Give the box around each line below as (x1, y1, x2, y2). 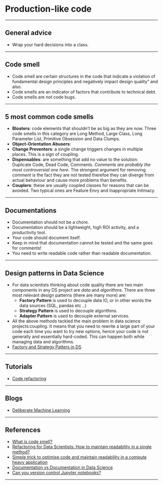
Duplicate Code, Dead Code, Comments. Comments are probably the (12, 162, 151, 168)
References (5, 426, 41, 434)
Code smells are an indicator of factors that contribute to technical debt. (12, 89, 157, 94)
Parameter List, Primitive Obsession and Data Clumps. (12, 136, 120, 142)
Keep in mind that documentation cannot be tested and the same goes (12, 240, 153, 246)
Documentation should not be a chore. (12, 219, 89, 225)
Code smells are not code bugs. (12, 94, 76, 100)
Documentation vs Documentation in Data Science (12, 465, 113, 470)
